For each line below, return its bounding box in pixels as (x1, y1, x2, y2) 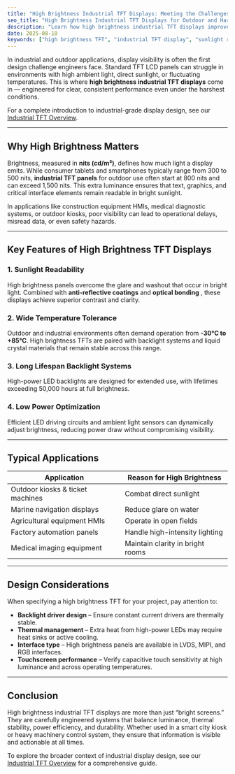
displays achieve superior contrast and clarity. (7, 295, 141, 304)
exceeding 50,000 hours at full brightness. (7, 385, 130, 393)
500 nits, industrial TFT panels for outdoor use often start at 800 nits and (7, 173, 220, 182)
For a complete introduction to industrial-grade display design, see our (7, 106, 211, 115)
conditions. (7, 92, 40, 101)
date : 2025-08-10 (7, 29, 58, 37)
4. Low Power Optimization (7, 402, 101, 412)
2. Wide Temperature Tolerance (7, 313, 117, 322)
